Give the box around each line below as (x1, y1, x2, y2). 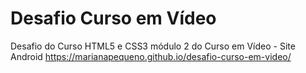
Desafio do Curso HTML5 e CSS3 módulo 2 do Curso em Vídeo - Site (10, 40, 296, 52)
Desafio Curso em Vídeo (10, 7, 217, 30)
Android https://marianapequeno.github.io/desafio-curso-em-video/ (10, 50, 292, 62)
